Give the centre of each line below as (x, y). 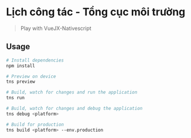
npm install (21, 66)
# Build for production (35, 124)
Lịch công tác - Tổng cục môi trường (96, 12)
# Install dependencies (35, 60)
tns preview (21, 82)
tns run (16, 98)
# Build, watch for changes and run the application (72, 92)
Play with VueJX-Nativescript (56, 28)
